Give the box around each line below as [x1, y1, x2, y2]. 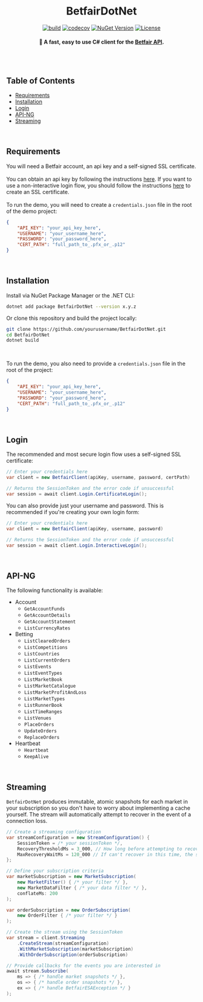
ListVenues [24, 715, 52, 721]
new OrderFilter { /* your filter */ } [17, 913, 118, 919]
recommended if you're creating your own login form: [6, 508, 140, 515]
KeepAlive [24, 754, 50, 760]
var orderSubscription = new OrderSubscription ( [6, 907, 131, 913]
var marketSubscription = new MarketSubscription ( [6, 874, 137, 880]
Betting [14, 631, 33, 638]
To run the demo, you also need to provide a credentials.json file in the [6, 360, 186, 367]
